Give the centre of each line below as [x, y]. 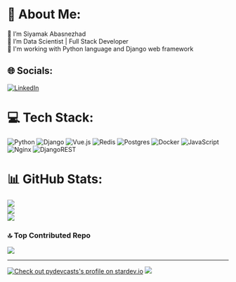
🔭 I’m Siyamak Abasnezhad [47, 34]
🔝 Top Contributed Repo [49, 235]
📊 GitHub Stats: [55, 179]
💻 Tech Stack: [51, 117]
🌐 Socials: [30, 71]
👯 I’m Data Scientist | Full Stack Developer [68, 41]
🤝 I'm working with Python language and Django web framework [100, 49]
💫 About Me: [44, 14]
